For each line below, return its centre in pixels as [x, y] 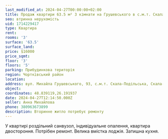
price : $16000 [20, 51]
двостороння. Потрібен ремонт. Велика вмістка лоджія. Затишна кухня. [82, 131]
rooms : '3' [16, 38]
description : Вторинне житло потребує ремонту [54, 112]
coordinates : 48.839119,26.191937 [41, 93]
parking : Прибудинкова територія [40, 70]
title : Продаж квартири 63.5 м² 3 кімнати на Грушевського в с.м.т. [78, 14]
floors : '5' [17, 65]
